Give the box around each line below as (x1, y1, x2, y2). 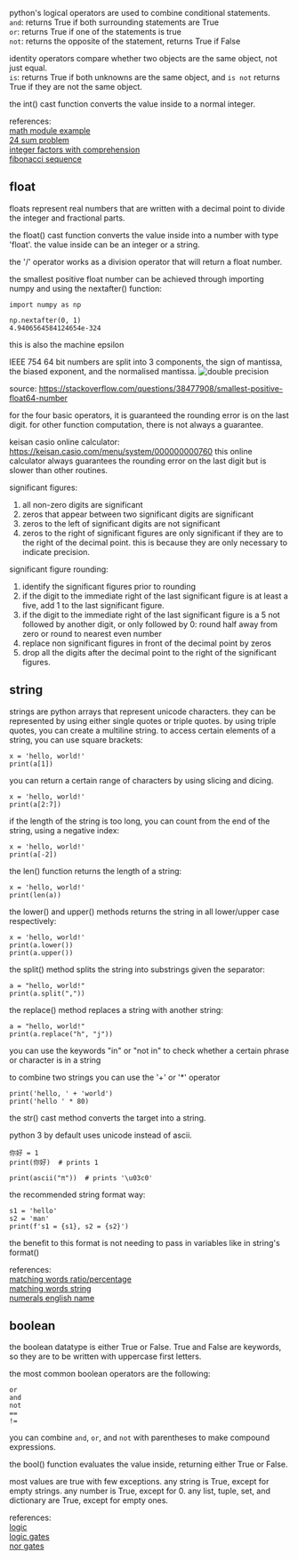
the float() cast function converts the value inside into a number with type (9, 229, 278, 240)
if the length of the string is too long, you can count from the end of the (9, 816, 270, 826)
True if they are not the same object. (9, 82, 142, 92)
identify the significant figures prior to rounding (21, 581, 197, 591)
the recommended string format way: (9, 1189, 146, 1200)
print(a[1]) (9, 760, 53, 768)
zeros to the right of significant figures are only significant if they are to (21, 527, 284, 538)
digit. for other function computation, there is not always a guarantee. (9, 419, 264, 430)
